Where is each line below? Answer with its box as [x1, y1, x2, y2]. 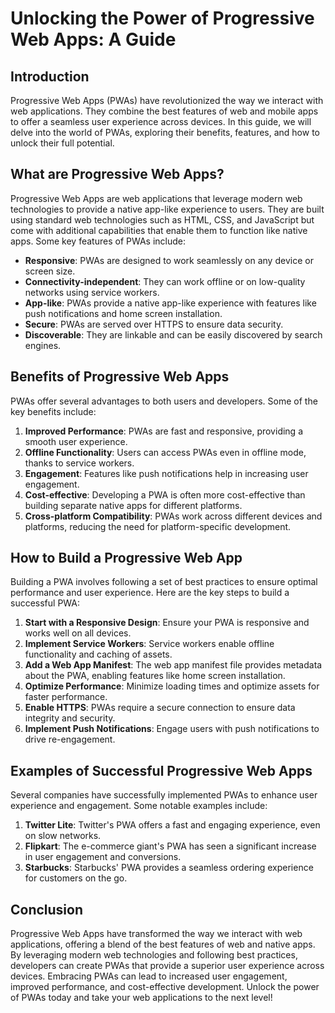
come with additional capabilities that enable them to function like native [10, 224, 308, 236]
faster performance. [24, 691, 108, 703]
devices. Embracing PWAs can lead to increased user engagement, [10, 970, 288, 982]
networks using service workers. [24, 286, 160, 298]
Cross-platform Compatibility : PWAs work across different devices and [24, 510, 323, 522]
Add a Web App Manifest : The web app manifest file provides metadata [24, 659, 323, 671]
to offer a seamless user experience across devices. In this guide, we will [10, 116, 312, 127]
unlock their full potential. [10, 137, 115, 149]
